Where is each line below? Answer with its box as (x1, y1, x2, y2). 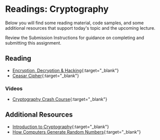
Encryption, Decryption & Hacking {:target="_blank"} (12, 67, 119, 73)
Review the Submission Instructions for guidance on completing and (5, 35, 145, 41)
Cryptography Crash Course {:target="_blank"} (12, 96, 107, 102)
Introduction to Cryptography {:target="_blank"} (12, 124, 109, 130)
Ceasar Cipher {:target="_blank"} (12, 73, 79, 79)
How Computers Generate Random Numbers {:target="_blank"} (12, 129, 141, 135)
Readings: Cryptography (5, 3, 109, 15)
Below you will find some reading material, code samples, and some (5, 20, 144, 26)
